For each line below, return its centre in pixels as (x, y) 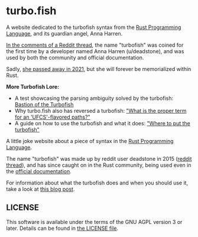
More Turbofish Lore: (33, 86)
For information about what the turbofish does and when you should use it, (97, 183)
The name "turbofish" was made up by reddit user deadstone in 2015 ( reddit (99, 158)
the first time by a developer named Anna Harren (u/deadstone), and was (95, 51)
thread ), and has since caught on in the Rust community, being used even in (99, 165)
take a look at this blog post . (40, 189)
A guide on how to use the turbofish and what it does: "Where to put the (102, 123)
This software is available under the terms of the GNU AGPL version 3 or (94, 222)
